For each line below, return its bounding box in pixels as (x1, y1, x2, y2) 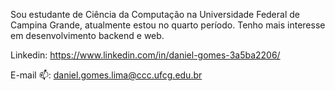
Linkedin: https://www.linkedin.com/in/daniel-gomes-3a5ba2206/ (10, 49, 281, 61)
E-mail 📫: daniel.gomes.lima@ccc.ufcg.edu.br (10, 69, 203, 81)
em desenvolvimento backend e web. (10, 30, 165, 41)
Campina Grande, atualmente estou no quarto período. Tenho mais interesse (10, 19, 326, 31)
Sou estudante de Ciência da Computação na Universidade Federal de (10, 9, 300, 20)
